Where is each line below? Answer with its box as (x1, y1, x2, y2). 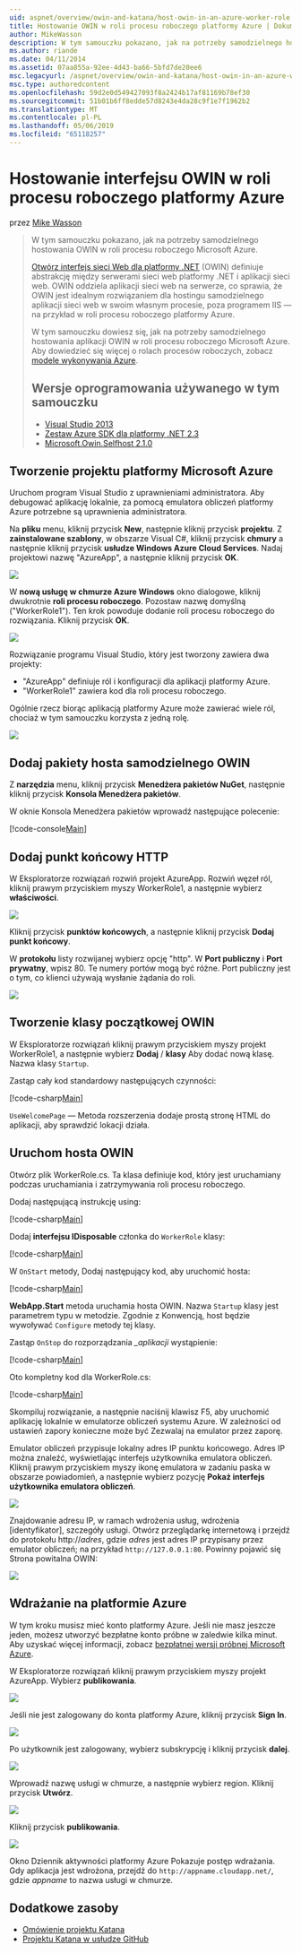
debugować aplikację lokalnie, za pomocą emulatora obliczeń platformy (9, 497, 274, 507)
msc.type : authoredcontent (9, 80, 110, 89)
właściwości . (9, 893, 59, 903)
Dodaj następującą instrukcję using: (9, 1196, 142, 1206)
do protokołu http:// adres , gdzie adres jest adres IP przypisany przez (9, 1534, 264, 1544)
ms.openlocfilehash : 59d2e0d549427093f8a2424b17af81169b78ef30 (9, 88, 251, 97)
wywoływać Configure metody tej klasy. (9, 1319, 157, 1330)
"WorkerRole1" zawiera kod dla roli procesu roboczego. (21, 686, 227, 696)
